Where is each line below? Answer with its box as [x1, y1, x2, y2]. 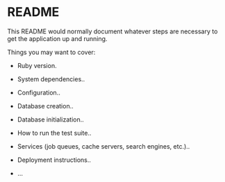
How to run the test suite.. [17, 129, 92, 137]
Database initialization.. [17, 115, 85, 124]
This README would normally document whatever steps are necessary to [7, 27, 218, 35]
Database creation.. [17, 101, 74, 110]
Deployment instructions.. [17, 156, 92, 164]
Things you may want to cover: [7, 48, 96, 56]
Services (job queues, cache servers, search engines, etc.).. [17, 142, 190, 150]
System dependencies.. [17, 74, 85, 83]
